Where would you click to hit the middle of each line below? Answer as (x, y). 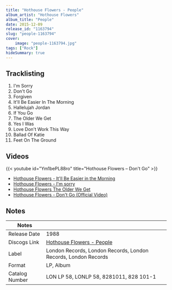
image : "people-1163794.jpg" (46, 43)
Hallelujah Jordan (32, 107)
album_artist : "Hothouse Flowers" (43, 15)
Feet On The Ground (35, 140)
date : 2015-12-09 (24, 24)
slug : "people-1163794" (31, 34)
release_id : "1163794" (30, 29)
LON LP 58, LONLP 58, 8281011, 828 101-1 (101, 277)
